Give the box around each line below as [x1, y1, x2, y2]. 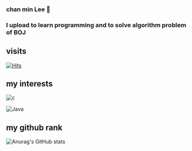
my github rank [6, 122, 63, 132]
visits [6, 46, 27, 56]
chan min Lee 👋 [6, 5, 51, 13]
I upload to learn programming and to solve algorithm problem [6, 20, 187, 29]
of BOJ [6, 28, 26, 36]
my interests [6, 79, 53, 89]
